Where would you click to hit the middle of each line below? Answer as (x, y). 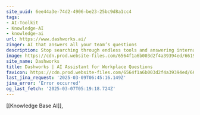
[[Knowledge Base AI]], (35, 106)
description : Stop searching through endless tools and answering (90, 50)
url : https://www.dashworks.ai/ (46, 39)
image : (14, 56)
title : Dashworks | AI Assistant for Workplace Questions (79, 67)
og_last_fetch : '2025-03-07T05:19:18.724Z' (61, 89)
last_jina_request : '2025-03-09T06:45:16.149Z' (66, 78)
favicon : (17, 72)
